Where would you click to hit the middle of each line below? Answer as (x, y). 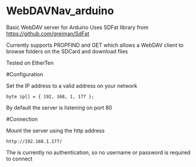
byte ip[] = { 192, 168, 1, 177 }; (50, 97)
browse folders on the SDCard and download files (67, 51)
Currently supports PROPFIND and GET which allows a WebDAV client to (95, 45)
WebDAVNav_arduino (60, 11)
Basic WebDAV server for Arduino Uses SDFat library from (77, 27)
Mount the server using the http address (56, 130)
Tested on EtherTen (30, 63)
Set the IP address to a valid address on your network (72, 86)
